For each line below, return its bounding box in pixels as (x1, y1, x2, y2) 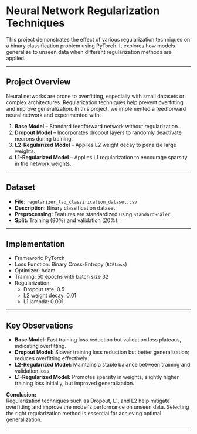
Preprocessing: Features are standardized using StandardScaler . (14, 210, 172, 217)
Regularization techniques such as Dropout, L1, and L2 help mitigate (6, 397, 170, 405)
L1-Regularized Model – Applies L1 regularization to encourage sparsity (14, 153, 188, 160)
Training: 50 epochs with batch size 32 (14, 274, 109, 281)
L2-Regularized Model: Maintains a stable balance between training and (14, 361, 191, 368)
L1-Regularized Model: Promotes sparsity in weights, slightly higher (14, 374, 179, 381)
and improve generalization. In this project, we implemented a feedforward (6, 105, 186, 112)
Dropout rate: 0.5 (23, 286, 65, 293)
